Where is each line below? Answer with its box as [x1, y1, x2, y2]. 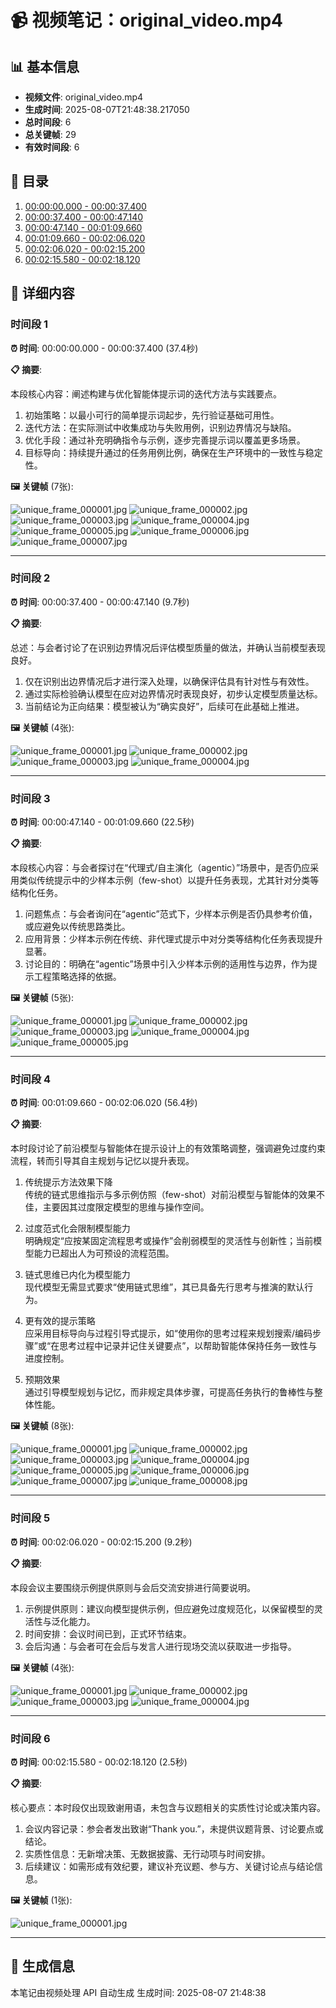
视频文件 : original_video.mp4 [24, 91, 144, 103]
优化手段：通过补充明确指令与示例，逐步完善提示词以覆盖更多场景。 [24, 434, 306, 446]
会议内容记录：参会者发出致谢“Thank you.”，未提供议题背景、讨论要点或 [24, 1822, 324, 1835]
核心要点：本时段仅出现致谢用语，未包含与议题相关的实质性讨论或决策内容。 [10, 1801, 326, 1813]
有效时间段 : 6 [24, 141, 80, 153]
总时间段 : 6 [24, 116, 72, 128]
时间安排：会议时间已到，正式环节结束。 [24, 1627, 192, 1640]
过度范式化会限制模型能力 [24, 1222, 131, 1235]
